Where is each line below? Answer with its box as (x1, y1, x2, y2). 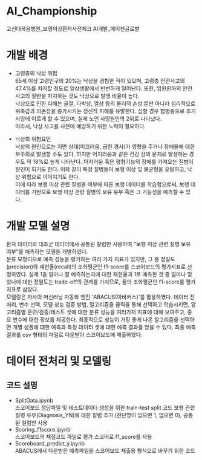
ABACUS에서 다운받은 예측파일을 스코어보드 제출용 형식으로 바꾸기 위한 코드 (15, 447, 195, 454)
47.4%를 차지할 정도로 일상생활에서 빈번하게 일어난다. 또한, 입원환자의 (15, 85, 181, 92)
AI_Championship (6, 4, 97, 18)
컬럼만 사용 (21, 419, 48, 426)
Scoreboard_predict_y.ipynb (15, 439, 85, 447)
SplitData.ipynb (15, 397, 53, 404)
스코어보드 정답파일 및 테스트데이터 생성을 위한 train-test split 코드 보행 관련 (15, 404, 195, 411)
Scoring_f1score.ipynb (15, 426, 71, 433)
